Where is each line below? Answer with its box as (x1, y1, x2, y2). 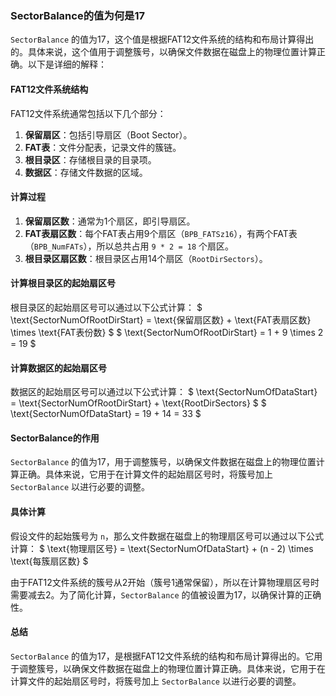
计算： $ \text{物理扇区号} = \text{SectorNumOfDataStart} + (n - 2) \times (10, 542, 314, 554)
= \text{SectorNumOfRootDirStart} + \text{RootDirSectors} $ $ (10, 397, 267, 409)
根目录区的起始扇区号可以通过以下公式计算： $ (10, 301, 203, 313)
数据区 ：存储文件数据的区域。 (24, 166, 148, 178)
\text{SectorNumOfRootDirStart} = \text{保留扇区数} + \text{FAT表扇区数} (10, 313, 312, 326)
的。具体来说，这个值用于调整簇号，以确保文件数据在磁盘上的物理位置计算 (10, 46, 317, 58)
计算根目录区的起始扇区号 (10, 277, 116, 289)
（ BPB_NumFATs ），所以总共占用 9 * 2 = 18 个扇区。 (24, 240, 235, 252)
